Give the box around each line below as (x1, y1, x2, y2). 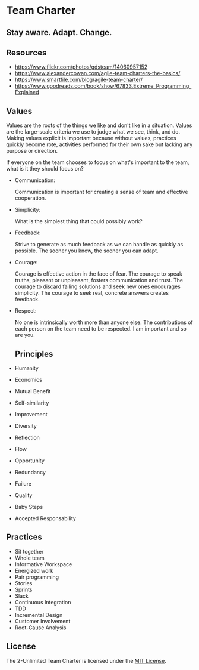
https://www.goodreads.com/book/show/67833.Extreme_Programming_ (14, 82, 192, 89)
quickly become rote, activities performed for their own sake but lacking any (6, 141, 193, 148)
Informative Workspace (14, 560, 72, 567)
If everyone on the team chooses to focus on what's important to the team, (6, 159, 189, 166)
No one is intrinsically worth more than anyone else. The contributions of (14, 319, 193, 326)
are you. (14, 332, 36, 339)
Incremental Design (14, 611, 63, 618)
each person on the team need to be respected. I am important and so (14, 325, 187, 332)
